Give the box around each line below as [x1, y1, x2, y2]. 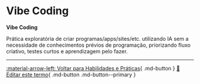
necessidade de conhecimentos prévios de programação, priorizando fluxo [6, 41, 191, 49]
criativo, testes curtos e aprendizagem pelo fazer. [6, 47, 128, 54]
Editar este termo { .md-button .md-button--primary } [6, 71, 136, 78]
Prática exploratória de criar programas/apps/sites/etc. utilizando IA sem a [6, 35, 189, 42]
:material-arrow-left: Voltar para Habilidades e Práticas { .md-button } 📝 [6, 64, 180, 72]
